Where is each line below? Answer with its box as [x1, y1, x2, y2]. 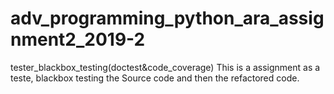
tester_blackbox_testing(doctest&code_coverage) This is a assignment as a [10, 61, 321, 73]
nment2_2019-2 [10, 28, 146, 51]
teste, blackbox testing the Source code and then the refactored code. [10, 72, 300, 84]
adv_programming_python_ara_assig [10, 7, 325, 30]
